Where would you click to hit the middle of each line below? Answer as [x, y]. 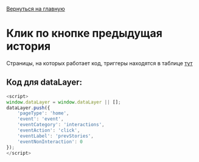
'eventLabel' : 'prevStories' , [56, 136]
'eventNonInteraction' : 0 [50, 142]
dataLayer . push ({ [28, 108]
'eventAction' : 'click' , [49, 130]
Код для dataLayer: [44, 83]
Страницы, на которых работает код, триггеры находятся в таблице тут [100, 63]
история [28, 47]
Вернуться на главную [36, 9]
